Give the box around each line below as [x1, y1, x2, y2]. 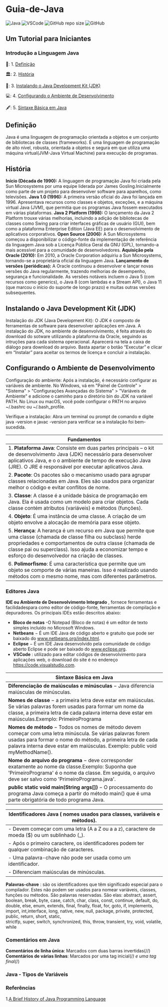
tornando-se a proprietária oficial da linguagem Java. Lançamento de [5, 258, 149, 264]
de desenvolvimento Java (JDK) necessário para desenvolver [8, 451, 153, 458]
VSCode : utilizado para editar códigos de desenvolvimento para [12, 651, 147, 657]
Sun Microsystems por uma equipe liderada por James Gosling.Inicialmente [5, 183, 161, 189]
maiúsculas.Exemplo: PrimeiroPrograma [8, 716, 102, 723]
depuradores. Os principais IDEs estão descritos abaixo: [5, 610, 121, 616]
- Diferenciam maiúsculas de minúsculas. [8, 869, 106, 876]
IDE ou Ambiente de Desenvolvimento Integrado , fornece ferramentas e [5, 599, 157, 605]
